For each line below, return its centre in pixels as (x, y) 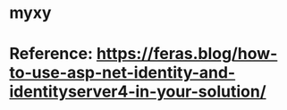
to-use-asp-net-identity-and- (122, 73)
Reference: (51, 54)
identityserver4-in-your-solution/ (138, 92)
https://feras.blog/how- (187, 54)
